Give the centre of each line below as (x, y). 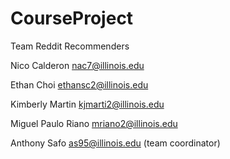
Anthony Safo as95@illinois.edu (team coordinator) (115, 143)
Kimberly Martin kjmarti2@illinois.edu (87, 104)
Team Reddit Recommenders (70, 46)
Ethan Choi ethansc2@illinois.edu (79, 84)
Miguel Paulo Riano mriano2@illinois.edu (94, 123)
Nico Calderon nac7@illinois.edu (77, 65)
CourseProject (72, 18)
